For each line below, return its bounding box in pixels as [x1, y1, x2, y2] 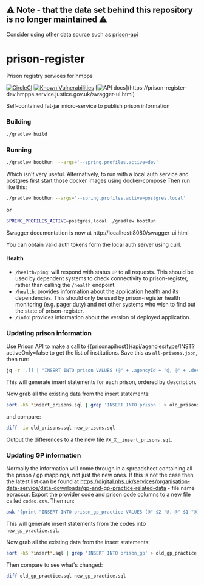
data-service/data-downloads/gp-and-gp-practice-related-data [6, 484, 167, 492]
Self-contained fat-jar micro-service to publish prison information [6, 102, 170, 109]
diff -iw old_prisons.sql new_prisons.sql [6, 425, 115, 431]
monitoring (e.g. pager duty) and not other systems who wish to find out [15, 301, 196, 308]
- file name [168, 484, 195, 492]
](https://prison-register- [125, 83, 188, 91]
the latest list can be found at [6, 478, 79, 485]
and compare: [6, 413, 41, 420]
